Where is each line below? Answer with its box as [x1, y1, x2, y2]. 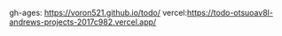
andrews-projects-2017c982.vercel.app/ [9, 17, 157, 27]
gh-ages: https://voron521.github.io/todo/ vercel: [9, 8, 188, 18]
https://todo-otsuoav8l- [186, 8, 273, 18]
